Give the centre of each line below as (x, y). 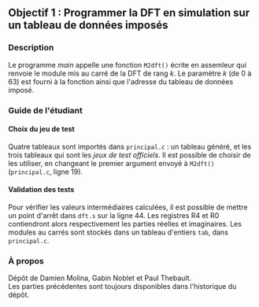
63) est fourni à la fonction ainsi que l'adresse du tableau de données (121, 81)
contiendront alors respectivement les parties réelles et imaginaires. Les (125, 224)
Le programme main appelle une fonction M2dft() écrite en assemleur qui (127, 65)
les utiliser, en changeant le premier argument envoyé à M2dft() (111, 163)
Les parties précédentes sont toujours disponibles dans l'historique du (122, 287)
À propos (26, 261)
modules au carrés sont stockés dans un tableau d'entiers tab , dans (118, 232)
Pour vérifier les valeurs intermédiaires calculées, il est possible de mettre (128, 207)
